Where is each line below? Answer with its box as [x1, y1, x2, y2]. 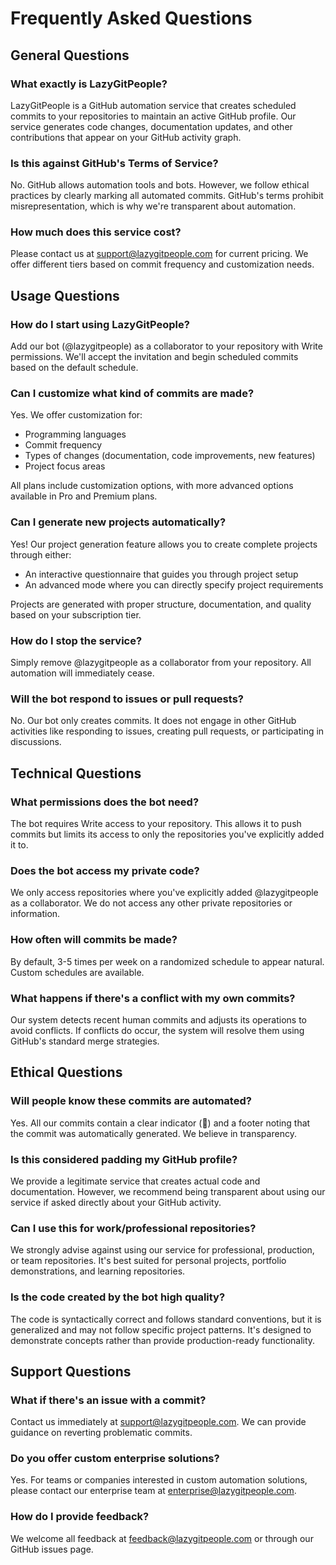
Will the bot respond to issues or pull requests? [10, 692, 244, 706]
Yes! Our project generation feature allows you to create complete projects [10, 538, 318, 550]
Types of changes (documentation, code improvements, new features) [24, 450, 316, 462]
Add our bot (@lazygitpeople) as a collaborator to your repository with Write [10, 340, 323, 352]
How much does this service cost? [10, 225, 182, 239]
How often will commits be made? [10, 933, 178, 947]
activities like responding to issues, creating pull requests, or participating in [10, 725, 325, 737]
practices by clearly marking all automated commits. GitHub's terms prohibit [10, 190, 324, 202]
